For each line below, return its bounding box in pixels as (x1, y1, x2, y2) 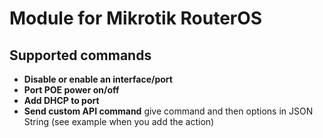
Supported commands (9, 47, 152, 64)
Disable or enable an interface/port (23, 73, 173, 85)
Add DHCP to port (23, 95, 100, 106)
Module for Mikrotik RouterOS (9, 7, 263, 30)
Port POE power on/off (23, 84, 120, 96)
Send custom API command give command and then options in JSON (23, 105, 314, 117)
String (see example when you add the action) (23, 116, 215, 127)
